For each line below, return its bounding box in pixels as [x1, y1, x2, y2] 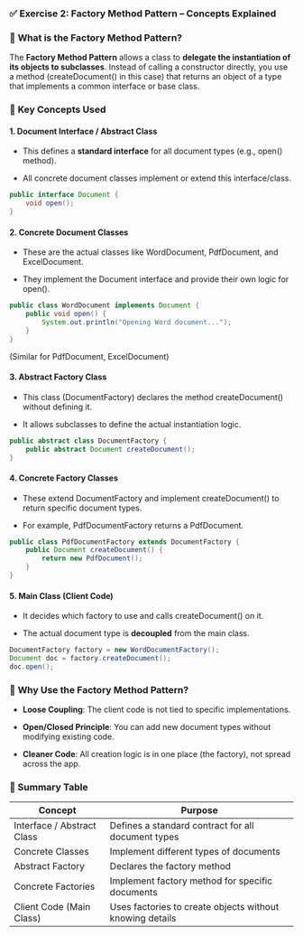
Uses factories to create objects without [109, 901, 280, 913]
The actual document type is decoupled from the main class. [22, 628, 250, 639]
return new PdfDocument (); [41, 554, 143, 563]
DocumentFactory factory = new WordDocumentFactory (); [9, 645, 220, 655]
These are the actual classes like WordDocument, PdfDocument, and [22, 247, 279, 257]
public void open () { [25, 310, 106, 319]
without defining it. [22, 401, 93, 412]
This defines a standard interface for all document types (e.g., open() [22, 145, 283, 156]
